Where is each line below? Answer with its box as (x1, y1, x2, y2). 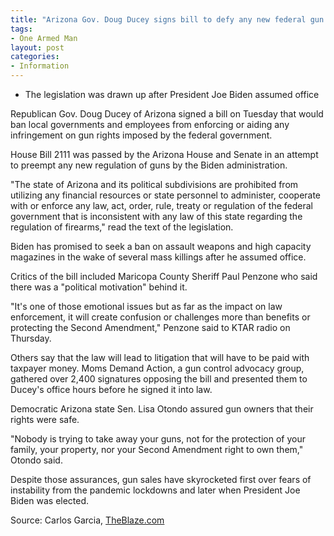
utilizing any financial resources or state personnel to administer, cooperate (10, 189, 322, 201)
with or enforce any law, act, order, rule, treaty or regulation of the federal (10, 200, 313, 211)
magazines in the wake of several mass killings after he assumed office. (10, 251, 307, 263)
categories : (10, 52, 60, 62)
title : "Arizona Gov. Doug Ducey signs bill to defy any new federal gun (10, 14, 325, 25)
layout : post (10, 42, 65, 53)
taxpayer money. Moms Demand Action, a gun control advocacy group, (10, 362, 305, 374)
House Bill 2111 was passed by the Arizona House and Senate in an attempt (10, 149, 319, 160)
